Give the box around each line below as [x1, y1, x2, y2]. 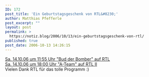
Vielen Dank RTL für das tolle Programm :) [5, 66, 89, 72]
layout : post [5, 25, 32, 30]
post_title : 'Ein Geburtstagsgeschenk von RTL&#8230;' [5, 12, 118, 16]
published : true [5, 38, 38, 43]
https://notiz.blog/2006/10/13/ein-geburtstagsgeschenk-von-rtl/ [9, 34, 145, 39]
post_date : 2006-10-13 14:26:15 [5, 43, 70, 48]
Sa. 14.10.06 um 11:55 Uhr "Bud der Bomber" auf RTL [5, 56, 110, 62]
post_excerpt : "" [5, 20, 40, 26]
